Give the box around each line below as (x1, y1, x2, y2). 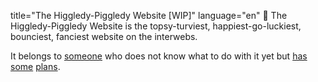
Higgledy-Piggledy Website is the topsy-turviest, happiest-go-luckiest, (10, 20, 302, 32)
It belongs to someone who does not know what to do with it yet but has (10, 50, 308, 62)
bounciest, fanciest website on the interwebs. (10, 31, 198, 42)
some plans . (10, 61, 61, 72)
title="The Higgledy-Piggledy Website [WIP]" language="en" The (10, 10, 288, 21)
